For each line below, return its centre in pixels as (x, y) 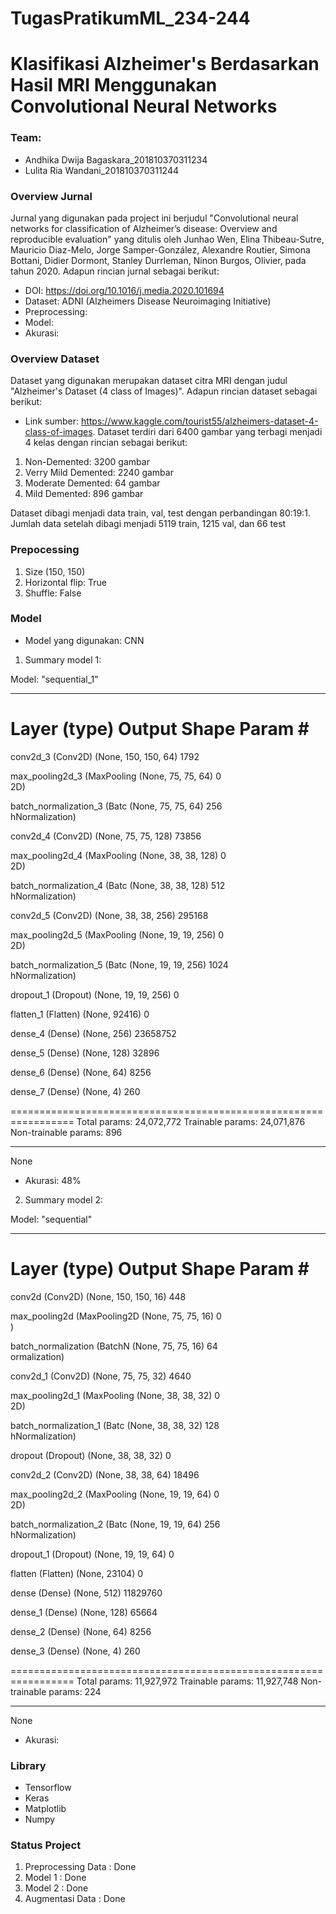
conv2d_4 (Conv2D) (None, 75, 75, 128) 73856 (106, 836)
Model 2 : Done (56, 1888)
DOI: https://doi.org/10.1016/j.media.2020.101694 (124, 290)
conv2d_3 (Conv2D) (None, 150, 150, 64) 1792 (105, 756)
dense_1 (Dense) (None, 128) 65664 (84, 1612)
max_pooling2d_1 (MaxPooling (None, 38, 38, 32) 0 (115, 1395)
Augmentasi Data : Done (75, 1899)
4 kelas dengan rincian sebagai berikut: (106, 443)
